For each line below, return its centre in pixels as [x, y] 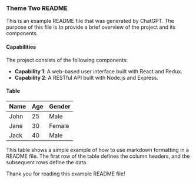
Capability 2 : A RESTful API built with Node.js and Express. [87, 77]
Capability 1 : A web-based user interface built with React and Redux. [98, 71]
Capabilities [21, 47]
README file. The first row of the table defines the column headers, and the [98, 156]
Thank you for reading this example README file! [66, 174]
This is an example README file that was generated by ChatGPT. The [90, 21]
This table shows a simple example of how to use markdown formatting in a [98, 150]
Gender [60, 106]
